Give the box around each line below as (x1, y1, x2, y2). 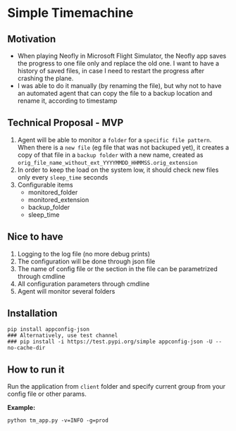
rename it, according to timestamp (17, 96, 118, 105)
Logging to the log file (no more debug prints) (17, 249, 150, 258)
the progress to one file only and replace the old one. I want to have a (17, 59, 220, 68)
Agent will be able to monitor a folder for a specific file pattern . (17, 135, 212, 144)
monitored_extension (27, 195, 89, 204)
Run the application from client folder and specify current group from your (7, 382, 226, 391)
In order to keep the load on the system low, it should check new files (17, 165, 219, 174)
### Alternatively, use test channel (7, 332, 118, 339)
